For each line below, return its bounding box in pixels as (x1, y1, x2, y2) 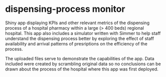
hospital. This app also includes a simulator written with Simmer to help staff (5, 30, 161, 36)
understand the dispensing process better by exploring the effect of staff (5, 36, 155, 41)
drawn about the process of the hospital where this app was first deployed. (5, 66, 159, 72)
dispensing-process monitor (5, 3, 125, 15)
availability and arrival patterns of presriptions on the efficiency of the (5, 40, 148, 46)
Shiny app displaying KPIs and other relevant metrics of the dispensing (5, 20, 150, 26)
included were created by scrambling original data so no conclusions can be (5, 61, 161, 67)
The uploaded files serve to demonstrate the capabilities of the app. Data (5, 55, 155, 61)
